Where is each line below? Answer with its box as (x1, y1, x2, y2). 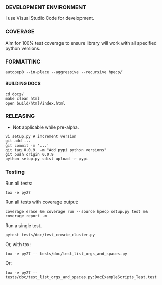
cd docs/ (5, 92, 24, 97)
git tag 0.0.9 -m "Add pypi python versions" (5, 148, 107, 153)
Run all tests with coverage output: (5, 199, 78, 205)
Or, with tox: (5, 241, 31, 247)
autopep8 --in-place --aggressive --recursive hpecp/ (5, 69, 123, 75)
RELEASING (5, 113, 35, 120)
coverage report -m (5, 213, 47, 218)
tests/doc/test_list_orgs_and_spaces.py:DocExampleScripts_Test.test (5, 274, 157, 280)
